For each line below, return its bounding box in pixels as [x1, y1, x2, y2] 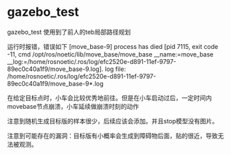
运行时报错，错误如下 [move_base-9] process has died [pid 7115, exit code [7, 42, 219, 50]
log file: [104, 65, 126, 73]
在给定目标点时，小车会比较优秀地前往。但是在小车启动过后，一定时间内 [7, 94, 212, 102]
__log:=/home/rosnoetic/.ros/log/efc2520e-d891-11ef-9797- [7, 57, 177, 65]
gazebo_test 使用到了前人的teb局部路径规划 [7, 28, 131, 36]
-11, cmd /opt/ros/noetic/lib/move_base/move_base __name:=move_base [7, 50, 214, 59]
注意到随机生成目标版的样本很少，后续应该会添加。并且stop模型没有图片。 [7, 116, 219, 125]
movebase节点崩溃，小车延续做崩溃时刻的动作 [7, 102, 140, 110]
